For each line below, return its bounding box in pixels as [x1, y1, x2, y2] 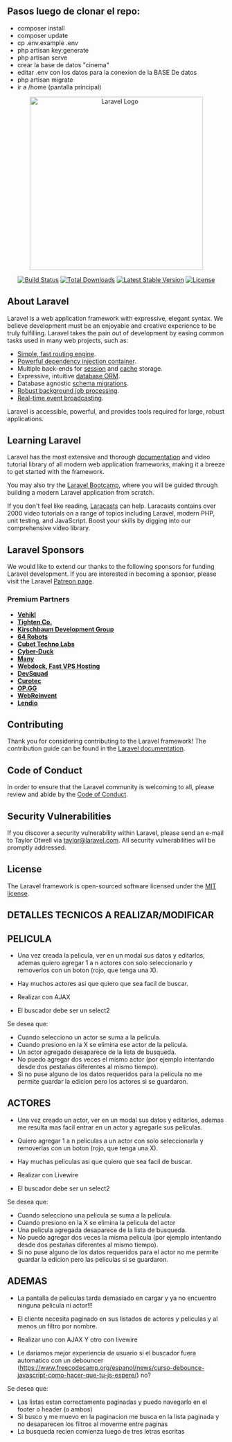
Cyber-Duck [17, 647, 54, 656]
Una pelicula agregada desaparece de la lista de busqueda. [17, 1226, 187, 1234]
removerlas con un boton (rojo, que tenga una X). [17, 1143, 158, 1152]
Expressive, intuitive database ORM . [17, 371, 121, 380]
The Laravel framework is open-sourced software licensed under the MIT [7, 881, 217, 890]
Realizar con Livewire [17, 1170, 78, 1179]
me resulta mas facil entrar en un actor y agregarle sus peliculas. [17, 1123, 203, 1132]
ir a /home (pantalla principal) [17, 82, 102, 91]
